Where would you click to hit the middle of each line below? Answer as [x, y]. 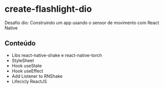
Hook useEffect [27, 71]
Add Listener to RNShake [37, 76]
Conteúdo [20, 44]
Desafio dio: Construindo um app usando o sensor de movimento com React [82, 23]
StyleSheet [23, 60]
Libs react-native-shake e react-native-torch [57, 55]
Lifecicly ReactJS [29, 81]
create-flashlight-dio [48, 9]
